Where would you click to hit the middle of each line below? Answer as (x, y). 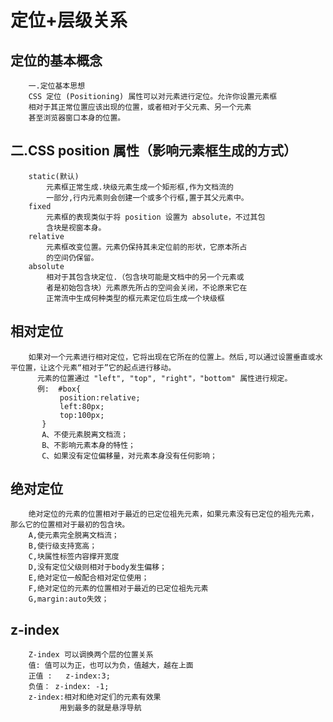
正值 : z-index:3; (69, 676)
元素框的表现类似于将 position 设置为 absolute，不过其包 (156, 217)
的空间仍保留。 (72, 257)
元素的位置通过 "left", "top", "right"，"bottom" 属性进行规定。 (164, 378)
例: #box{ (59, 389)
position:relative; (100, 397)
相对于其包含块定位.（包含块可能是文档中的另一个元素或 (145, 277)
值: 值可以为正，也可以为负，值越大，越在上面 (111, 666)
